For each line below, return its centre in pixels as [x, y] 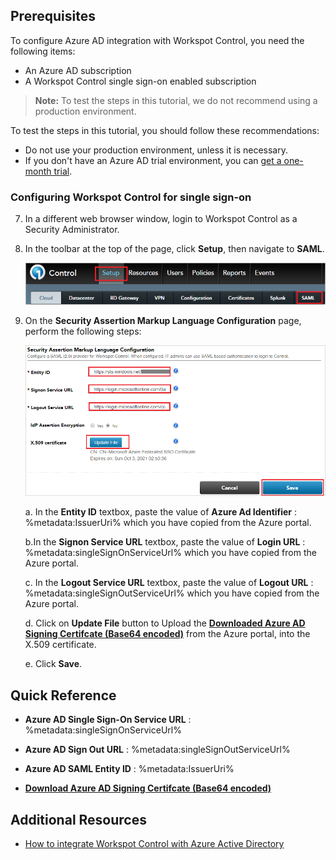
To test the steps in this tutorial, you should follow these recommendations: [165, 130]
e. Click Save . [53, 664]
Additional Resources [78, 819]
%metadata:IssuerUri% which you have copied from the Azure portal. [168, 523]
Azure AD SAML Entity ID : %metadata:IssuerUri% [129, 769]
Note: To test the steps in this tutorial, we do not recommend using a [176, 100]
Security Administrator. [72, 230]
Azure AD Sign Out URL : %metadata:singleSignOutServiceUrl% [157, 750]
